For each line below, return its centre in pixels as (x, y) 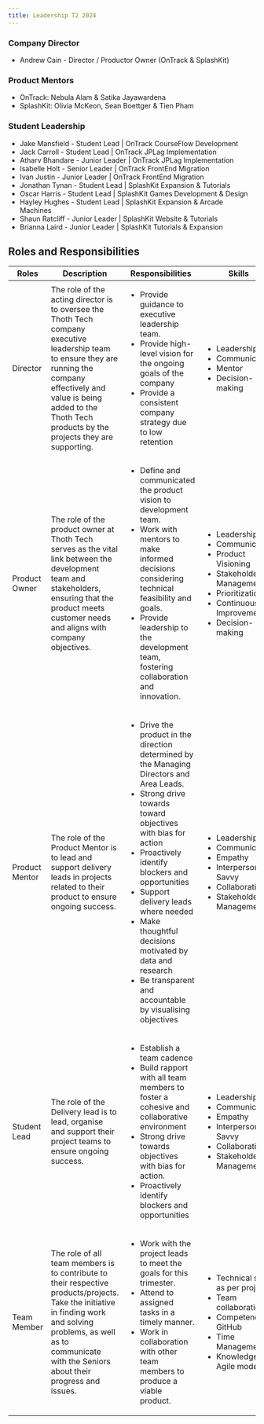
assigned (157, 1303)
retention (157, 442)
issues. (64, 1391)
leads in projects (81, 877)
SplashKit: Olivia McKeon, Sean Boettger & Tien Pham (106, 106)
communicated (168, 480)
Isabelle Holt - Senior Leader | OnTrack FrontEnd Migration (114, 168)
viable (151, 1391)
